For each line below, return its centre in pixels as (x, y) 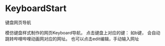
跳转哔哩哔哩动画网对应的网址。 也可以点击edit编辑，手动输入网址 (72, 39)
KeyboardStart (36, 8)
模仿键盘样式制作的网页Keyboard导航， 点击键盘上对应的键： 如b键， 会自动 (83, 32)
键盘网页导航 (18, 22)
